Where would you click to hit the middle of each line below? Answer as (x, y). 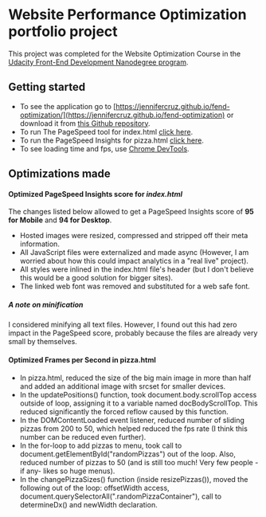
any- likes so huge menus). (71, 471)
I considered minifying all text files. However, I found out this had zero (123, 325)
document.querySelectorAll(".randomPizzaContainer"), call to (120, 496)
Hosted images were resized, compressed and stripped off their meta (134, 236)
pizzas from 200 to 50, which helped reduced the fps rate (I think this (134, 429)
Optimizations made (60, 174)
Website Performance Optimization (127, 15)
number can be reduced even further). (83, 437)
